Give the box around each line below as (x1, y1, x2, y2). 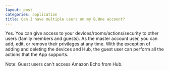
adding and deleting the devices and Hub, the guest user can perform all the (5, 46, 164, 52)
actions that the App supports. (5, 51, 69, 57)
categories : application (5, 12, 58, 17)
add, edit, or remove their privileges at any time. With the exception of (5, 41, 150, 47)
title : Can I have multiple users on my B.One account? (5, 16, 125, 21)
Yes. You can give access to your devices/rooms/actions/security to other (5, 30, 159, 36)
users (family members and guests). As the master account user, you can (5, 35, 158, 41)
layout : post (5, 7, 33, 12)
